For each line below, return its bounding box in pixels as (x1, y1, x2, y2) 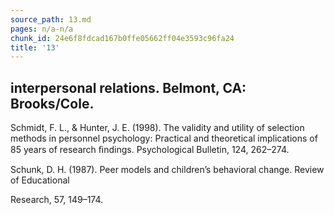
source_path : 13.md (10, 14, 92, 25)
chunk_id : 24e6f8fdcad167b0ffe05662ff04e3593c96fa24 (10, 33, 235, 43)
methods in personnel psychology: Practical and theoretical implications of (10, 132, 318, 145)
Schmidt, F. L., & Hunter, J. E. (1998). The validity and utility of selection (10, 122, 305, 134)
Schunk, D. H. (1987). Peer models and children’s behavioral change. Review (10, 164, 325, 176)
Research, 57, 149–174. (10, 194, 104, 206)
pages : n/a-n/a (10, 24, 74, 34)
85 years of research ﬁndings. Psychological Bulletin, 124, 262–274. (10, 144, 290, 156)
